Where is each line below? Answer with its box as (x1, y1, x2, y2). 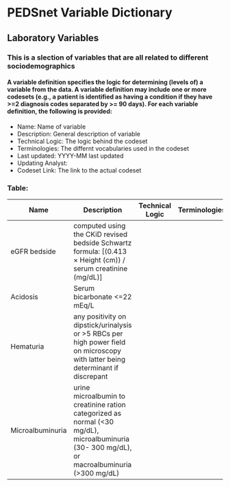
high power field (73, 338, 126, 347)
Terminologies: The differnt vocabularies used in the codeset (16, 144, 190, 152)
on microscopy (73, 346, 122, 355)
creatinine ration (73, 400, 126, 409)
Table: (7, 183, 29, 192)
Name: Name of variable (16, 122, 86, 131)
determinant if (73, 363, 118, 373)
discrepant (73, 372, 108, 381)
